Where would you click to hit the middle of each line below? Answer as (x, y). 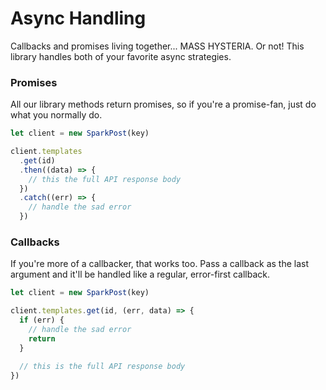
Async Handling (78, 18)
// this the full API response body (105, 179)
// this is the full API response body (102, 366)
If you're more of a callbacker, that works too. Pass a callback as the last (160, 264)
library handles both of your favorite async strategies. (121, 56)
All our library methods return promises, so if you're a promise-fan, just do (163, 104)
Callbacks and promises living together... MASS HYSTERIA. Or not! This (157, 46)
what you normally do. (56, 115)
